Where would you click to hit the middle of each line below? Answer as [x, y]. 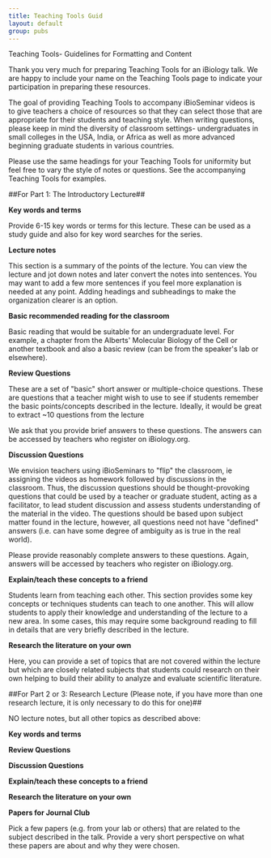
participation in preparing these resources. [80, 87]
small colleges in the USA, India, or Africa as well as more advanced [122, 137]
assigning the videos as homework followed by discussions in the [117, 479]
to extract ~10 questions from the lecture [76, 415]
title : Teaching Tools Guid [56, 16]
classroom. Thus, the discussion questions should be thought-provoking [129, 488]
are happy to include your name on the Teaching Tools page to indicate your [135, 79]
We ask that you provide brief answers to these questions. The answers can [135, 431]
